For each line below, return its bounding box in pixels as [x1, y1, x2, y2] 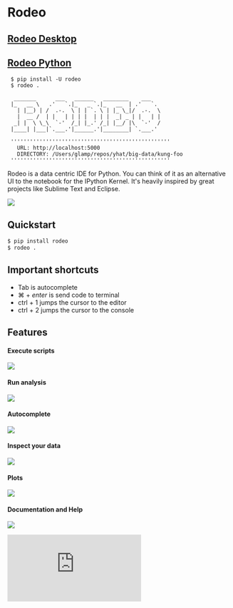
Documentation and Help [7, 505, 83, 514]
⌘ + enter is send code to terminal [17, 290, 120, 299]
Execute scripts [7, 346, 55, 355]
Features [7, 326, 48, 339]
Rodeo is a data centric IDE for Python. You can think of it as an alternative [7, 169, 226, 178]
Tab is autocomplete [17, 283, 78, 291]
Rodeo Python [7, 56, 72, 69]
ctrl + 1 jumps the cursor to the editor [17, 298, 127, 307]
